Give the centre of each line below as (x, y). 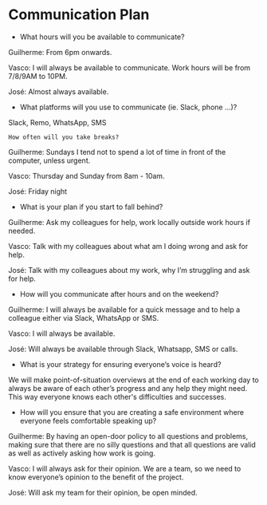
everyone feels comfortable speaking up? (88, 420)
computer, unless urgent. (49, 160)
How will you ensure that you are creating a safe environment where (132, 412)
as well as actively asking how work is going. (82, 453)
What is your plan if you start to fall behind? (91, 207)
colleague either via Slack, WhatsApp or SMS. (84, 318)
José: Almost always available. (59, 91)
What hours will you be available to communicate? (102, 37)
